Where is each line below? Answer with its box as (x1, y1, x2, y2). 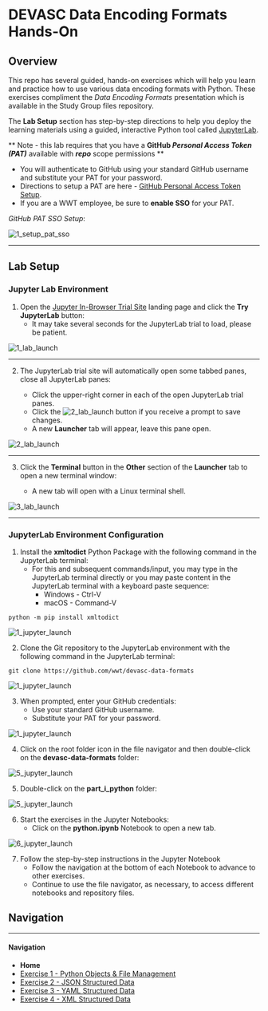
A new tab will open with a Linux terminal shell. (31, 486, 186, 496)
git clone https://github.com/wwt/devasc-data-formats (8, 667, 195, 675)
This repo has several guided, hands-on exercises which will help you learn (8, 76, 256, 85)
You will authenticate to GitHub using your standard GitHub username (19, 165, 249, 173)
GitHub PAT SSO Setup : (8, 214, 86, 223)
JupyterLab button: (19, 310, 85, 320)
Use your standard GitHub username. (31, 704, 155, 714)
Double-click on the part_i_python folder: (19, 783, 158, 793)
